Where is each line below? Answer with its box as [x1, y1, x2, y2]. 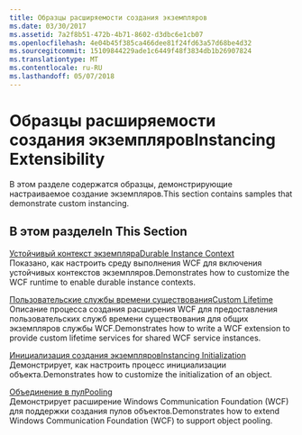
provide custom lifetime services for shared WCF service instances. [9, 332, 261, 343]
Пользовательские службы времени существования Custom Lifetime [9, 294, 273, 304]
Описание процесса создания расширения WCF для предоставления [9, 304, 278, 314]
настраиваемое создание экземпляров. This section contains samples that [9, 188, 293, 199]
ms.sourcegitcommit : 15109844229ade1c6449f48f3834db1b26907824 [9, 47, 252, 56]
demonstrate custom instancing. [9, 197, 130, 208]
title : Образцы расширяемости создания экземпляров [9, 13, 207, 23]
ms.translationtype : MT [9, 55, 99, 64]
